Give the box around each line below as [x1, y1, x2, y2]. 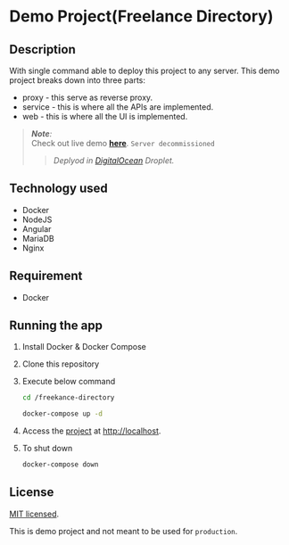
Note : [30, 128, 53, 139]
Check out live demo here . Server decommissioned [30, 138, 216, 148]
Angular [21, 223, 52, 234]
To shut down [21, 443, 73, 454]
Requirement [9, 268, 83, 284]
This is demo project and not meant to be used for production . [9, 525, 238, 536]
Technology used [9, 181, 109, 196]
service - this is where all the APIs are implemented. [21, 102, 214, 112]
